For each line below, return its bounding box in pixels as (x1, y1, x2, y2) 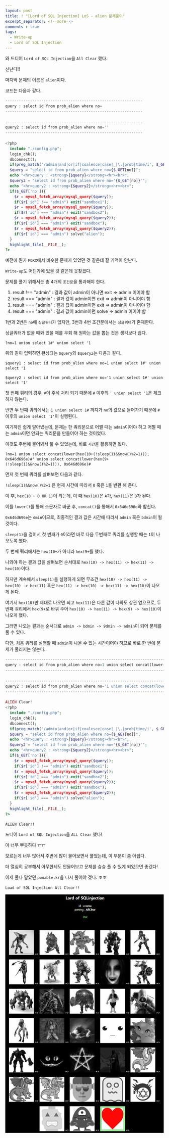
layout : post (5, 8, 33, 13)
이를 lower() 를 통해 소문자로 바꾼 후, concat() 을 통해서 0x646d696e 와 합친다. (5, 503, 157, 510)
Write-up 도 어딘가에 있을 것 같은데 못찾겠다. (5, 268, 92, 274)
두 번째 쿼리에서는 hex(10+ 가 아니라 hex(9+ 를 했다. (5, 548, 104, 554)
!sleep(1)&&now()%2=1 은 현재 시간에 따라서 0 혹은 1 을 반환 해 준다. (5, 482, 137, 488)
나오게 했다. (5, 612, 29, 619)
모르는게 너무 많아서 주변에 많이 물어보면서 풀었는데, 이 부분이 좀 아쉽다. (5, 852, 146, 859)
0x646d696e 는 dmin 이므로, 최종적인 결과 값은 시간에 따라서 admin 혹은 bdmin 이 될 (5, 514, 162, 520)
